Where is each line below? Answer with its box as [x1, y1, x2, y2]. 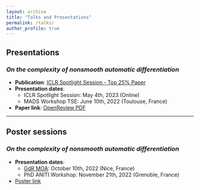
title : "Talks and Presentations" [6, 14, 92, 20]
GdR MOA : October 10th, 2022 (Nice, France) [23, 164, 135, 172]
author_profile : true [6, 25, 60, 32]
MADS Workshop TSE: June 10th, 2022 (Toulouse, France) [23, 98, 168, 105]
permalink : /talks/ [6, 20, 55, 26]
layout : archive [6, 8, 46, 15]
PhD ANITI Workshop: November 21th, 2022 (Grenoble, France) [23, 171, 180, 178]
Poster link [14, 177, 41, 185]
